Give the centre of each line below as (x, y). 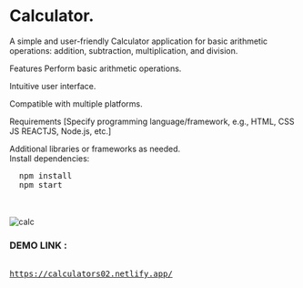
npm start (40, 185)
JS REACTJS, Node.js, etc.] (61, 131)
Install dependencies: (50, 158)
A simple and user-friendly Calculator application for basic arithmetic (139, 41)
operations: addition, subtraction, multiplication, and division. (124, 50)
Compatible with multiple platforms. (76, 103)
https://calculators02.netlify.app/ (91, 274)
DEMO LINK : (38, 245)
